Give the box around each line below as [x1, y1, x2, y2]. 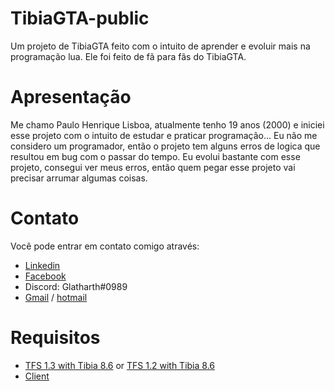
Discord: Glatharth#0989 [24, 280, 128, 292]
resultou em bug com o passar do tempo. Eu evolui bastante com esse [10, 150, 301, 162]
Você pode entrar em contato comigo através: [10, 240, 200, 252]
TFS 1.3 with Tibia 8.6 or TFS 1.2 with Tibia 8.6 [24, 359, 216, 371]
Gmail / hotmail [24, 291, 88, 303]
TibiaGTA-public [10, 7, 150, 30]
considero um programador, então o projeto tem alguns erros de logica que [10, 140, 321, 152]
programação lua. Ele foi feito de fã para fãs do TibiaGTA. [10, 50, 247, 62]
